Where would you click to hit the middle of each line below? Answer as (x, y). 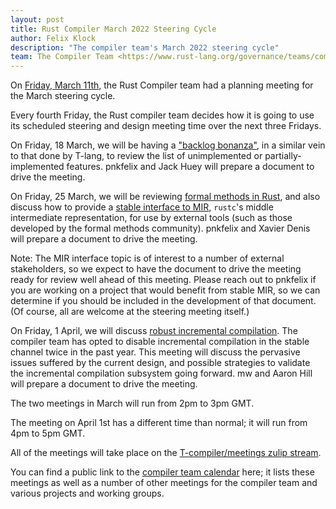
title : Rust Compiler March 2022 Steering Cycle (113, 29)
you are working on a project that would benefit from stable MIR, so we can (165, 290)
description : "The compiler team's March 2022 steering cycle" (145, 47)
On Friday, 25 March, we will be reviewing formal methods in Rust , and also (165, 197)
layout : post (37, 19)
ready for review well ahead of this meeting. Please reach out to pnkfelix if (163, 280)
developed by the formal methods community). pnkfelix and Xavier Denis (160, 228)
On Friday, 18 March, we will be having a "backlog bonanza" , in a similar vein (168, 145)
